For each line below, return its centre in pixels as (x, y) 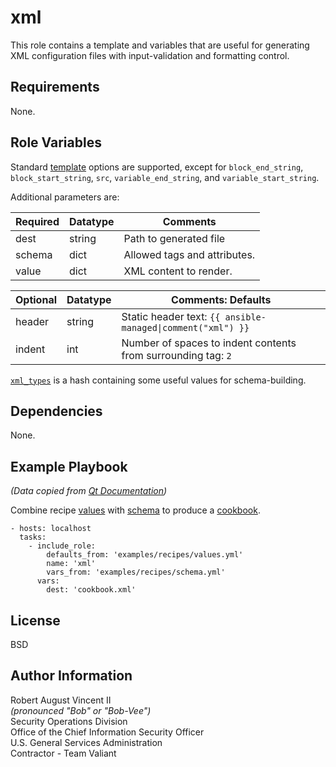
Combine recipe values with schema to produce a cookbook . (135, 510)
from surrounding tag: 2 (176, 355)
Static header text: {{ (171, 316)
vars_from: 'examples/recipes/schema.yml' (136, 572)
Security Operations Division (69, 721)
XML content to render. (178, 271)
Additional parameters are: (65, 197)
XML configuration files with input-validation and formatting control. (150, 55)
